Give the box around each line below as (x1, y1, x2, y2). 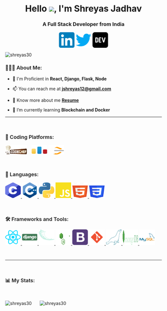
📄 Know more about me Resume (12, 97, 79, 103)
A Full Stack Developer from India (42, 21, 125, 28)
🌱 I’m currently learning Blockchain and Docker (12, 106, 110, 112)
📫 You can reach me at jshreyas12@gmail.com (12, 86, 111, 92)
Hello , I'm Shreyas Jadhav (25, 3, 142, 14)
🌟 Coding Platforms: (5, 133, 54, 140)
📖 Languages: (5, 171, 39, 178)
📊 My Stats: (5, 277, 35, 284)
